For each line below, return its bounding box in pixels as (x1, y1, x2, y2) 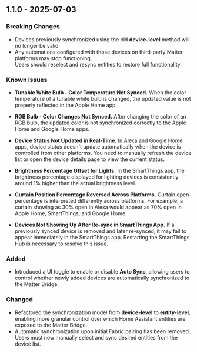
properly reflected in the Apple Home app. (14, 101, 118, 108)
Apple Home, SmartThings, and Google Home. (14, 209, 128, 217)
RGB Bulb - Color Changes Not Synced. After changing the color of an (14, 113, 186, 120)
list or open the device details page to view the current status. (14, 156, 165, 163)
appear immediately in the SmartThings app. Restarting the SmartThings (14, 233, 190, 241)
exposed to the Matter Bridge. (14, 321, 88, 328)
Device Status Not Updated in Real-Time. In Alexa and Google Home (14, 137, 183, 144)
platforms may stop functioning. (14, 54, 92, 61)
